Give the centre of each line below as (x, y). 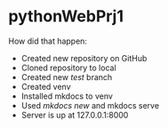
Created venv (46, 86)
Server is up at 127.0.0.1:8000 (75, 115)
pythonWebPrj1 (66, 16)
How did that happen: (48, 41)
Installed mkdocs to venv (67, 96)
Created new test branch (67, 77)
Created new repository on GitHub (84, 58)
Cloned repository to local (68, 68)
